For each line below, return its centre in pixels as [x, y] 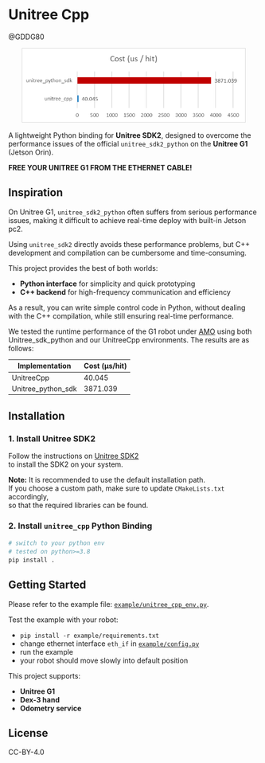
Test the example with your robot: [63, 620]
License [28, 733]
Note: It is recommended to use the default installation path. [107, 479]
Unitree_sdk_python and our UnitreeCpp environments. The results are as [129, 339]
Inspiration [36, 193]
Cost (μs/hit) [105, 366]
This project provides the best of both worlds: [83, 268]
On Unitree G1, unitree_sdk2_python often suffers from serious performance [132, 212]
